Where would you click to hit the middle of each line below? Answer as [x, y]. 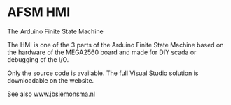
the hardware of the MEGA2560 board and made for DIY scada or [102, 52]
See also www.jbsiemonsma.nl [51, 94]
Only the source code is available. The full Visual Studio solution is [103, 73]
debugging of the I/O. [38, 59]
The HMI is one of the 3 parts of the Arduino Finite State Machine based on [115, 45]
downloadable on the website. [51, 80]
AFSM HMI [39, 12]
